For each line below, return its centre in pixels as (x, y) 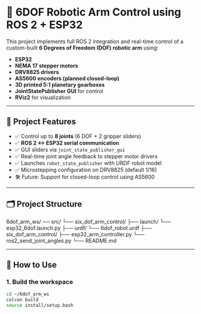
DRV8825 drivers (37, 72)
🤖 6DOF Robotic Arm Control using (94, 12)
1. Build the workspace (40, 282)
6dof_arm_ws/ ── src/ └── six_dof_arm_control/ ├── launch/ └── (89, 221)
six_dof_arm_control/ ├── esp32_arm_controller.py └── (75, 234)
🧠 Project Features (41, 122)
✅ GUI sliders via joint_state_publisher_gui (70, 149)
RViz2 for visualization (42, 97)
